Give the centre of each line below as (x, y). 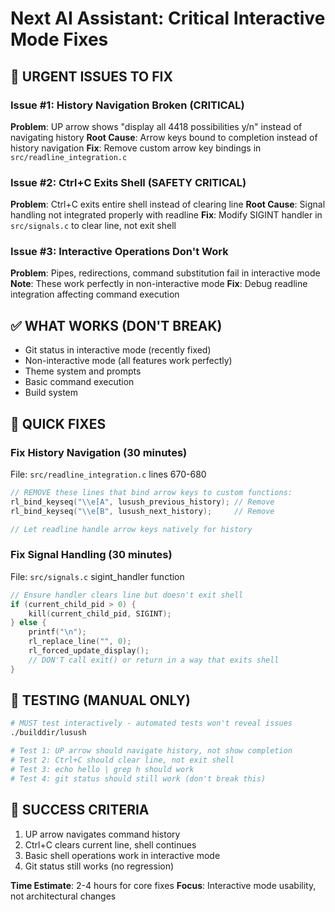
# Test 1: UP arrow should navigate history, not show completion (151, 751)
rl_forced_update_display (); (89, 651)
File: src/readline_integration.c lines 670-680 (108, 474)
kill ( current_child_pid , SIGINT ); (100, 613)
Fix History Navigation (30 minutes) (99, 452)
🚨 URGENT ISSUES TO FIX (91, 76)
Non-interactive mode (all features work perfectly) (128, 361)
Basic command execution (79, 382)
